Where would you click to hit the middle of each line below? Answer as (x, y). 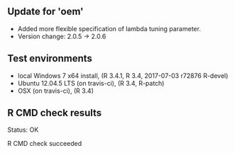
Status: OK (23, 130)
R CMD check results (55, 113)
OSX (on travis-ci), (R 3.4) (56, 91)
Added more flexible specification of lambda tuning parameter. (109, 28)
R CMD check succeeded (45, 144)
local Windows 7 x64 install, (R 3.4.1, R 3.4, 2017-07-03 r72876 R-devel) (123, 75)
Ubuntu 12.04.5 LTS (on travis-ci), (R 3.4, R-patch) (91, 83)
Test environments (50, 58)
